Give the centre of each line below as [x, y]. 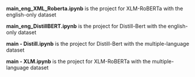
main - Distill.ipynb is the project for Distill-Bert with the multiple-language [98, 44]
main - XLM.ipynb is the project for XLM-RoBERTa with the [79, 61]
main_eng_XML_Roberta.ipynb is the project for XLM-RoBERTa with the [95, 9]
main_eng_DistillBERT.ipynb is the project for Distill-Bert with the [87, 26]
